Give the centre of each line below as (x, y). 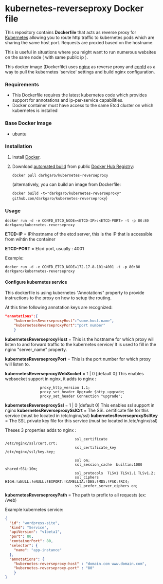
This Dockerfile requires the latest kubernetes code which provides (80, 95)
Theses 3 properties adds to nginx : (41, 430)
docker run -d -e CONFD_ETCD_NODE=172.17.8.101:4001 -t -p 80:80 (72, 267)
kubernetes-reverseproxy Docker (74, 9)
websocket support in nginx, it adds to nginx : (51, 379)
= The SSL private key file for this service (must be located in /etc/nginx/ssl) (81, 420)
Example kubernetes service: (34, 510)
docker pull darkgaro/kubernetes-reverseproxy (60, 175)
